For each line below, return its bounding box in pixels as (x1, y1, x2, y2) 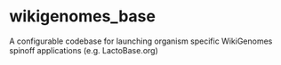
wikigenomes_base (9, 6, 156, 27)
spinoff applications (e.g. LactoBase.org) (9, 45, 158, 55)
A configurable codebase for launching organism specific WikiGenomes (9, 36, 273, 46)
